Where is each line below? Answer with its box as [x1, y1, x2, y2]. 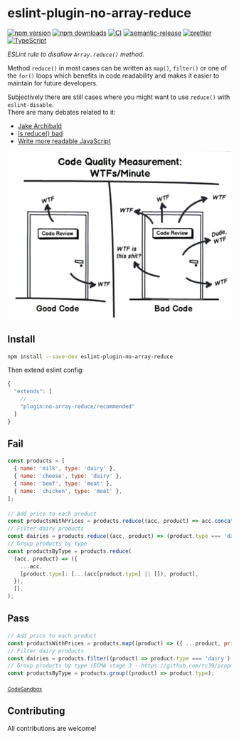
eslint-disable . [7, 100, 55, 108]
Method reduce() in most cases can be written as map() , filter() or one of [7, 63, 228, 72]
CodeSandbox [7, 685, 43, 692]
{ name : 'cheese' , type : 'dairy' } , [14, 472, 122, 480]
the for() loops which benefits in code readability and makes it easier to [7, 71, 220, 80]
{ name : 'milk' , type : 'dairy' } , [14, 465, 116, 472]
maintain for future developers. [7, 78, 98, 87]
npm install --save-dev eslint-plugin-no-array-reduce [7, 353, 174, 360]
